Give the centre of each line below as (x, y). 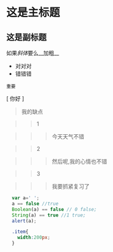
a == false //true (35, 204)
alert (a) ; (24, 221)
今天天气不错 (68, 136)
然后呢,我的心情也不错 (79, 161)
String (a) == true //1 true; (49, 215)
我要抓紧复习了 (71, 186)
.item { (20, 232)
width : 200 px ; (34, 238)
